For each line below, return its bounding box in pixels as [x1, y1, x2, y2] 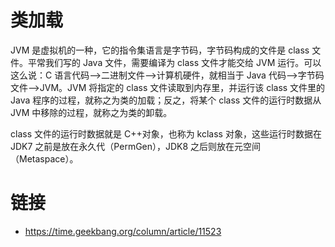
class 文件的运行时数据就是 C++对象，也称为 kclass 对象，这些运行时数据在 [10, 127, 322, 140]
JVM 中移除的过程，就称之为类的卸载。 [10, 106, 173, 118]
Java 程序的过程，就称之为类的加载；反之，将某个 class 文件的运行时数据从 [10, 94, 322, 106]
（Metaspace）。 [10, 152, 79, 165]
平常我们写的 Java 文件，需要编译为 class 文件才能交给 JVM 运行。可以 [27, 56, 322, 68]
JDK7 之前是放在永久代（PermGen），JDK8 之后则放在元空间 [10, 140, 262, 152]
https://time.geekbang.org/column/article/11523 [24, 225, 222, 237]
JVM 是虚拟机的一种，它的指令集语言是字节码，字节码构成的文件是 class [10, 44, 310, 56]
